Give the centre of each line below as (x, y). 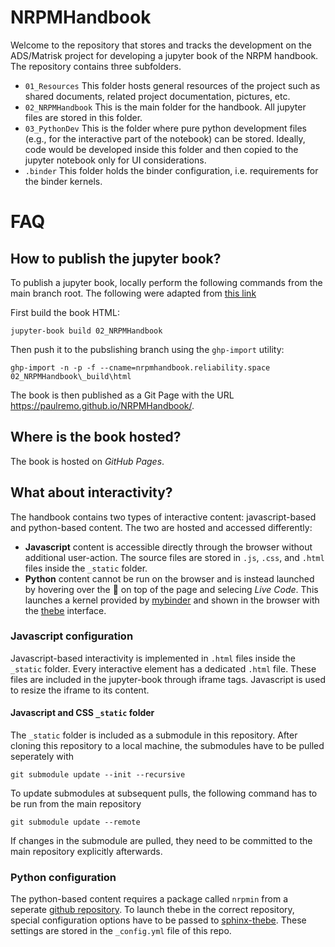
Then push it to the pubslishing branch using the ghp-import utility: (147, 349)
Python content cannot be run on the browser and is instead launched (169, 578)
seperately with (42, 757)
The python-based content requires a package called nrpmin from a (149, 899)
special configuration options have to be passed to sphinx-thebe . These (158, 920)
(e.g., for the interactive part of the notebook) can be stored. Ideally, (165, 138)
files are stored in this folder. (83, 117)
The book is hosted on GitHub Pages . (87, 461)
